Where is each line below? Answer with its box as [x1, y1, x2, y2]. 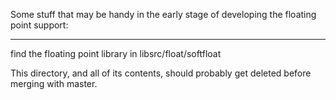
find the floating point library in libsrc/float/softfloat [10, 48, 222, 59]
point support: [10, 19, 69, 31]
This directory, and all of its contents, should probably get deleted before [10, 67, 312, 79]
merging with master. [10, 78, 98, 89]
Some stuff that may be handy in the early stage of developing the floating [10, 9, 317, 20]
